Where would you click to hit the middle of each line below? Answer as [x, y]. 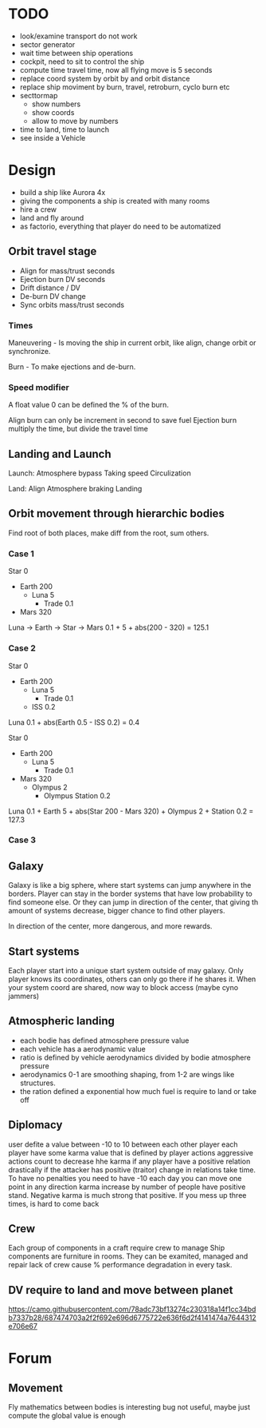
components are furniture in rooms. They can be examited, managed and [128, 1256]
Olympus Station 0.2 [77, 795]
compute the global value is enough [67, 1416]
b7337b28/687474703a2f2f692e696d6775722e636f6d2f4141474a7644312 [132, 1318]
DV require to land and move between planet [121, 1290]
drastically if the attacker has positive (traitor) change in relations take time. [132, 1169]
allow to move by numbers [75, 121]
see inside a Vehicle [53, 137]
